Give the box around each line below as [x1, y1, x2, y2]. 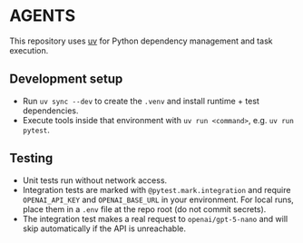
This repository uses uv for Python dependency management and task [9, 35, 273, 46]
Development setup [9, 72, 123, 87]
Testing [9, 151, 54, 166]
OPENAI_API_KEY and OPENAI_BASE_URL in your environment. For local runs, [22, 194, 295, 205]
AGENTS [9, 5, 75, 26]
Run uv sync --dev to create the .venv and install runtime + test [22, 95, 260, 106]
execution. [9, 44, 49, 55]
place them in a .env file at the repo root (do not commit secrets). [22, 203, 267, 214]
